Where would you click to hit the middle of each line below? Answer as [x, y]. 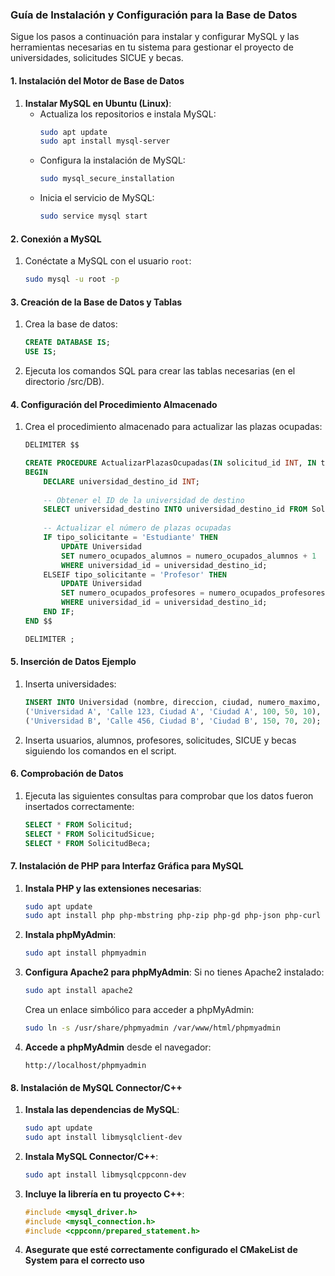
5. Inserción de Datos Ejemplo [73, 662]
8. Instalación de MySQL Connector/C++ [96, 1087]
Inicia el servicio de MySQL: [97, 198]
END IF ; [59, 612]
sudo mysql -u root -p [72, 279]
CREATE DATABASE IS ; [67, 343]
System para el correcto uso [84, 1260]
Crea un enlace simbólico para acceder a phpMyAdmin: [139, 1010]
